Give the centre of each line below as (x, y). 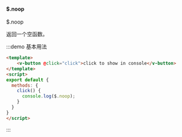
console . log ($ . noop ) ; (49, 96)
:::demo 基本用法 (27, 47)
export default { (28, 80)
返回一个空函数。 (27, 34)
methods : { (25, 85)
